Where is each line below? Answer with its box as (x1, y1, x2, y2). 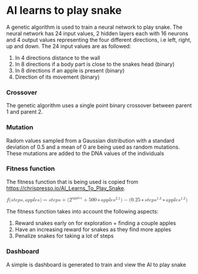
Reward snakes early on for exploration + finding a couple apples (14, 219, 176, 227)
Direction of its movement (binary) (14, 73, 100, 80)
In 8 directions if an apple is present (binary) (14, 67, 125, 74)
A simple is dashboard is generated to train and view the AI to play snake (6, 261, 187, 268)
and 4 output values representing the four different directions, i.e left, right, (6, 36, 192, 43)
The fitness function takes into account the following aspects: (6, 208, 159, 215)
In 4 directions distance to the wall (14, 54, 100, 61)
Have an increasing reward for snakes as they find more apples (14, 226, 172, 233)
